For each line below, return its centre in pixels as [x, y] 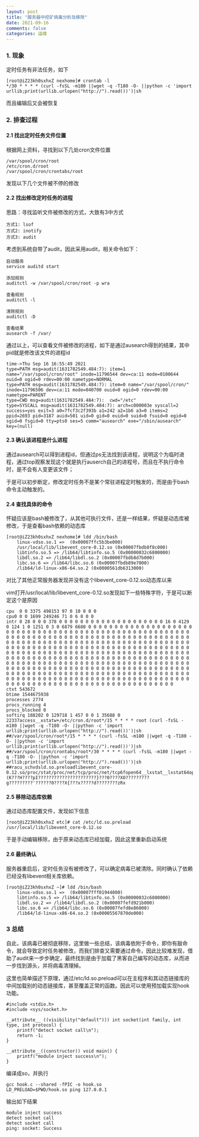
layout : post [22, 12]
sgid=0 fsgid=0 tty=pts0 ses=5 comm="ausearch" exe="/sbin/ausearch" [94, 421]
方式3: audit [21, 237]
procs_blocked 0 [26, 710]
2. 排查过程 [22, 120]
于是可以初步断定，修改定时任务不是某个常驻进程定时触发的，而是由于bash [98, 481]
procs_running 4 [26, 705]
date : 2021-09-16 [28, 23]
